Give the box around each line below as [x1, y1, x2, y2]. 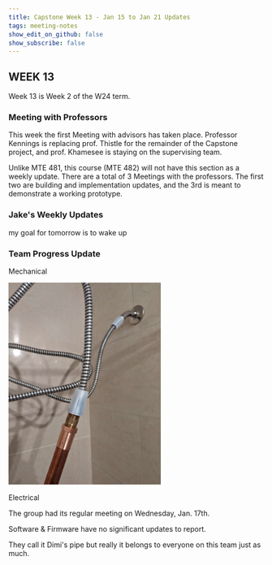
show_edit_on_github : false [8, 30, 104, 38]
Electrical [8, 493, 40, 502]
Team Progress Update [8, 248, 101, 259]
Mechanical [8, 266, 47, 276]
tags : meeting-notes [8, 21, 79, 30]
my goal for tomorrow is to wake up [8, 227, 127, 237]
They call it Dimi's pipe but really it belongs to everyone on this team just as [8, 540, 261, 550]
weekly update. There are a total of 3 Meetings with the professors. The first [8, 171, 264, 182]
